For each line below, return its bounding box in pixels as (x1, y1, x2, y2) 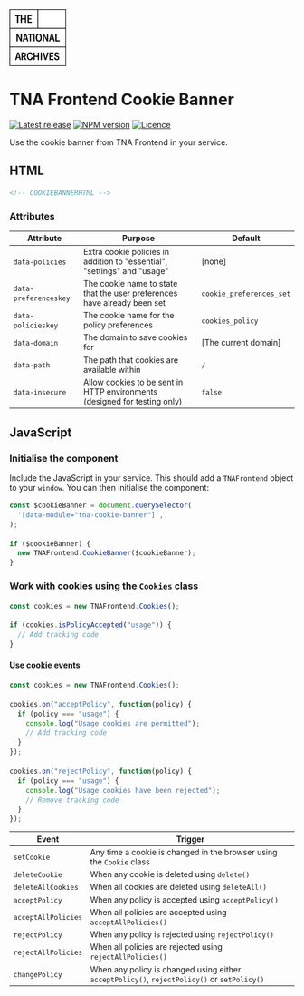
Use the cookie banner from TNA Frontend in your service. (9, 136, 228, 148)
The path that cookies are (82, 354, 179, 366)
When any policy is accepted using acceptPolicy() (90, 893, 279, 905)
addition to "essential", (82, 256, 168, 267)
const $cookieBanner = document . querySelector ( (9, 501, 193, 511)
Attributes (9, 210, 55, 222)
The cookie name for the (82, 310, 175, 321)
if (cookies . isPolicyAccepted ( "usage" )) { (9, 620, 172, 630)
